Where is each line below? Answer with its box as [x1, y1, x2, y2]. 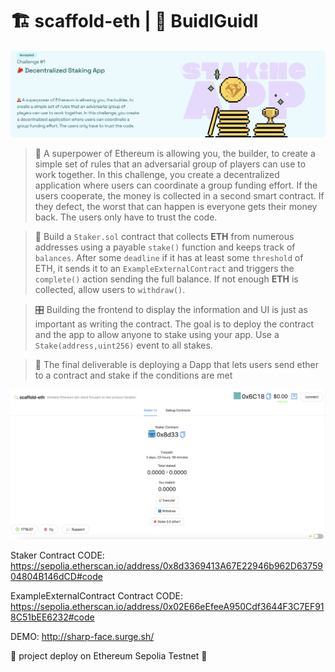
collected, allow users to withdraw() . [34, 284, 186, 296]
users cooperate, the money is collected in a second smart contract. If [34, 190, 325, 202]
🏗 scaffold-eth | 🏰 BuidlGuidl [10, 10, 259, 33]
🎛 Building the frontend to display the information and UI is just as [34, 304, 308, 316]
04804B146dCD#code [10, 571, 103, 583]
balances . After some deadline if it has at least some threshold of [34, 252, 304, 264]
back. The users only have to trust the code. [34, 211, 218, 223]
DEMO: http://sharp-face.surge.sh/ [10, 631, 155, 643]
